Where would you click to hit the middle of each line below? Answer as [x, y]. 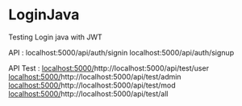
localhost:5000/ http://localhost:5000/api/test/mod [92, 85]
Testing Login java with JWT [55, 37]
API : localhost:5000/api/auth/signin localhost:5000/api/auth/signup [121, 52]
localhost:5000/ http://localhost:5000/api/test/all [88, 93]
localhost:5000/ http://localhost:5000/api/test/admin [95, 76]
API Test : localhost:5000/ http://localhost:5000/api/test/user [109, 68]
